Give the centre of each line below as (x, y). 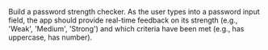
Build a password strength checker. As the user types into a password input (134, 12)
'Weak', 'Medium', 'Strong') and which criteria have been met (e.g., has (126, 29)
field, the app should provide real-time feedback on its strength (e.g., (123, 20)
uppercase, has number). (50, 37)
